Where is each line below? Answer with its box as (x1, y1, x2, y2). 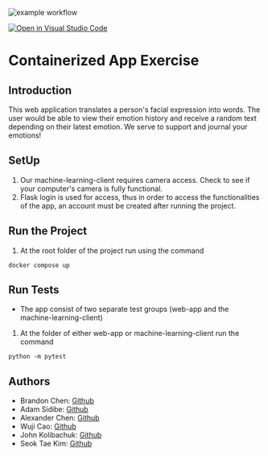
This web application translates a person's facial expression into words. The (8, 105, 261, 114)
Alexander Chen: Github (19, 413, 100, 423)
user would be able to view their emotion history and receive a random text (8, 114, 258, 122)
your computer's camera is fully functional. (19, 184, 163, 193)
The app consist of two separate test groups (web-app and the (19, 305, 229, 314)
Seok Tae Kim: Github (19, 439, 93, 449)
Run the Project (8, 224, 87, 238)
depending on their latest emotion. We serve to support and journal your (8, 122, 248, 131)
